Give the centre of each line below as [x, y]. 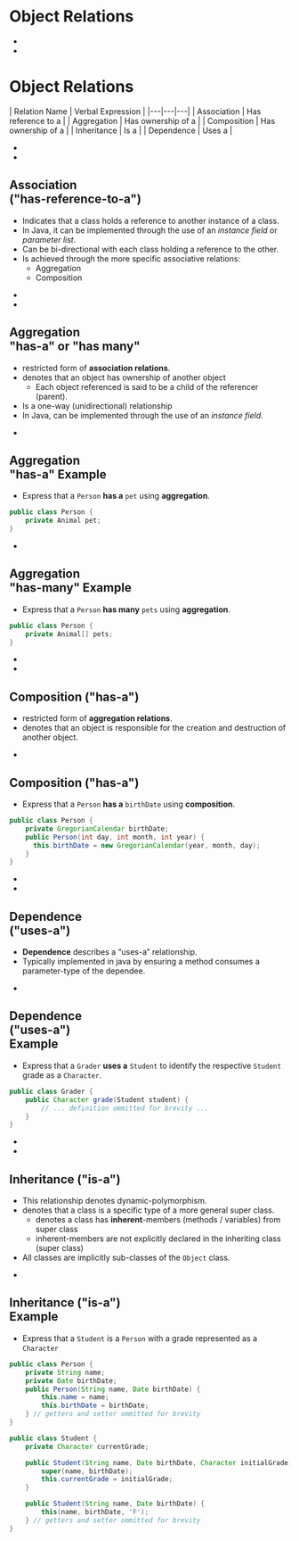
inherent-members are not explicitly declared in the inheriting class [158, 1239]
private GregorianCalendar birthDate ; [97, 828]
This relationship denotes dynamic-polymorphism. [114, 1201]
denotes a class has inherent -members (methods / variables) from [158, 1220]
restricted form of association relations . [96, 368]
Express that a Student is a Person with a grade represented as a [140, 1338]
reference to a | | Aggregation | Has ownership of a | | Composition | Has [142, 120]
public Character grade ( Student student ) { [107, 1099]
